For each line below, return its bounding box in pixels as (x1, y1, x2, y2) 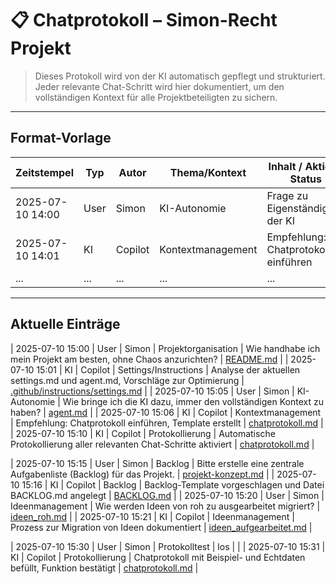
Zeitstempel (15, 165, 74, 179)
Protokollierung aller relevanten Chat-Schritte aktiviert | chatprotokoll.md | (10, 438, 315, 450)
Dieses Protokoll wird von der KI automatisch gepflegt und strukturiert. (34, 70, 326, 82)
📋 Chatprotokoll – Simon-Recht (10, 9, 278, 32)
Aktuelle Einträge (10, 316, 121, 333)
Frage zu (266, 188, 309, 202)
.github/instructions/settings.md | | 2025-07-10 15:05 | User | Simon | (10, 385, 295, 397)
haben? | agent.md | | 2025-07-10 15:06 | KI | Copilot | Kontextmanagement (10, 406, 322, 418)
